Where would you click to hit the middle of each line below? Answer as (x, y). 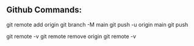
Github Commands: (44, 10)
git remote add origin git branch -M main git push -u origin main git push (97, 24)
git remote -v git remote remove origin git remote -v (71, 36)
